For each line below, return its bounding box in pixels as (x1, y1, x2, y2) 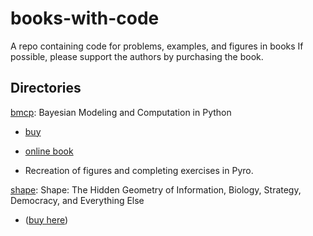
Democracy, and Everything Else (10, 194, 145, 206)
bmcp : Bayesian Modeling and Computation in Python (10, 106, 232, 118)
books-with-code (10, 7, 160, 30)
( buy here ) (24, 213, 69, 226)
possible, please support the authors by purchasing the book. (10, 50, 264, 62)
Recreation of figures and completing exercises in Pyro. (24, 164, 254, 176)
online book (24, 145, 74, 157)
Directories (10, 80, 82, 97)
